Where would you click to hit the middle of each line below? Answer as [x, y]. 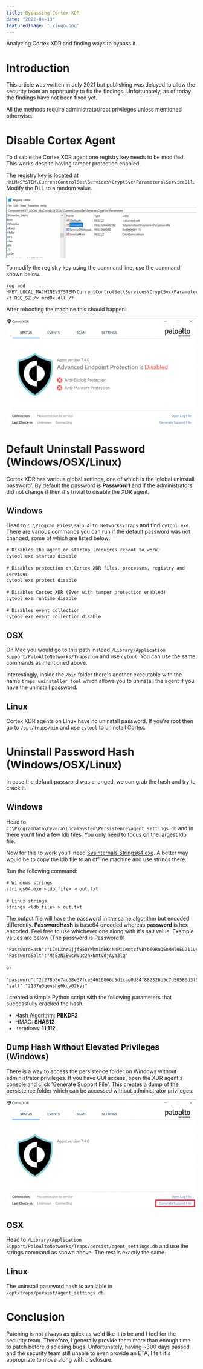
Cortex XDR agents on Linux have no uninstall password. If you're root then [100, 721]
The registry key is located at [42, 175]
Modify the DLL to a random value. [49, 188]
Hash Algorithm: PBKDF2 [47, 1015]
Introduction [38, 68]
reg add [16, 286]
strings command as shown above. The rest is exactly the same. [86, 1253]
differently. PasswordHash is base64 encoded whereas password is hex [97, 925]
